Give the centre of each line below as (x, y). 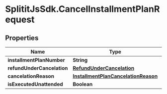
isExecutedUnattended (35, 84)
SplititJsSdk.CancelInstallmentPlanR (83, 9)
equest (20, 20)
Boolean (83, 84)
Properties (22, 38)
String (80, 60)
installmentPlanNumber (36, 60)
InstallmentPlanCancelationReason (115, 76)
